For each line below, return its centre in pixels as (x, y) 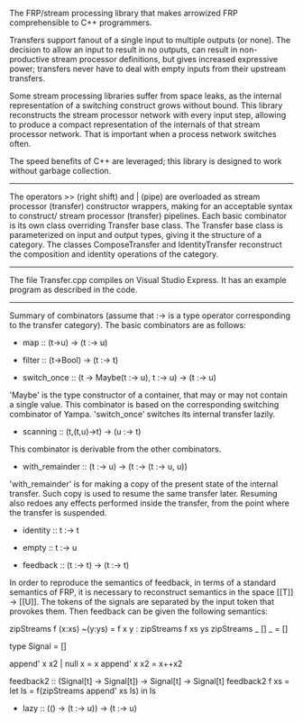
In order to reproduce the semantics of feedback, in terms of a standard (143, 582)
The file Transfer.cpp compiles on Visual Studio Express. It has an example (148, 280)
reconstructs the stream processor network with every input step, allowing (148, 115)
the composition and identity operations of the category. (114, 254)
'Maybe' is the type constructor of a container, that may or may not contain (149, 395)
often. (20, 144)
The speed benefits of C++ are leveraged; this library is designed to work (146, 161)
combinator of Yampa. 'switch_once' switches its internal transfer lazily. (142, 414)
